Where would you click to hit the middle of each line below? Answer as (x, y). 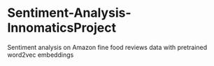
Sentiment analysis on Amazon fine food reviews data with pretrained (107, 47)
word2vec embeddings (41, 55)
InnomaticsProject (62, 28)
